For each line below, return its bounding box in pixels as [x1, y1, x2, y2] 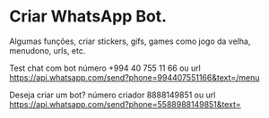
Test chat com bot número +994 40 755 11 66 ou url [9, 63, 202, 73]
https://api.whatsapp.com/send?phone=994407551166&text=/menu [9, 72, 260, 82]
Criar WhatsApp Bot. [9, 6, 168, 27]
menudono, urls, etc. [9, 45, 86, 55]
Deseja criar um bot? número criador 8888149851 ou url [9, 89, 216, 100]
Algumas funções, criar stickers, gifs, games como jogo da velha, [9, 36, 251, 46]
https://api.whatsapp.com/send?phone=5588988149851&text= [9, 98, 242, 109]
